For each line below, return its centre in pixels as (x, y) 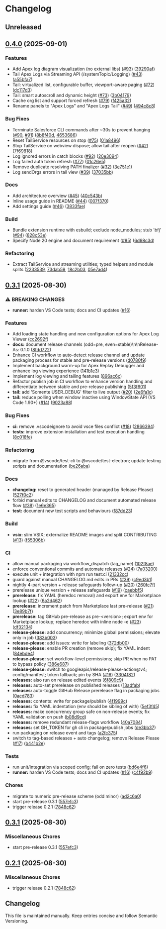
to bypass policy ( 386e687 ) (41, 664)
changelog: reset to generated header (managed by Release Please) (83, 490)
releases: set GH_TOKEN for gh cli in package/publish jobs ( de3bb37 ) (84, 727)
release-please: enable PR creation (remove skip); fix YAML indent (81, 648)
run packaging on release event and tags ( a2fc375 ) (65, 732)
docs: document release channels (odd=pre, (58, 344)
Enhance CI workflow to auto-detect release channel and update (79, 355)
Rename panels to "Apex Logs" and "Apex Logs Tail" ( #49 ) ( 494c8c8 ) (84, 106)
